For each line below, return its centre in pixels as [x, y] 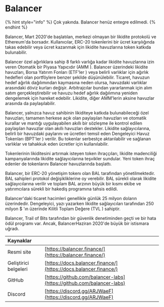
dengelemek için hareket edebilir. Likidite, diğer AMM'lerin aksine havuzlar [80, 98]
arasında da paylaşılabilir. [31, 103]
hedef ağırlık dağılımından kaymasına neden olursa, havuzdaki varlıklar [76, 82]
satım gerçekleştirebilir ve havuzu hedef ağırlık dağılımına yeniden [72, 93]
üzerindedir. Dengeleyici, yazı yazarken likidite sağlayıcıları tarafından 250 [80, 203]
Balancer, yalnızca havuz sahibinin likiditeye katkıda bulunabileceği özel [77, 112]
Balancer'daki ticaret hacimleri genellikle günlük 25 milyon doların [71, 198]
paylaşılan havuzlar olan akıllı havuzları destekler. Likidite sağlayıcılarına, [78, 128]
